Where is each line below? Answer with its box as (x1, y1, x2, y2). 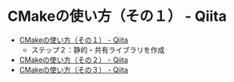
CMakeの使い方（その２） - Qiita (18, 55, 129, 64)
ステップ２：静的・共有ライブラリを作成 (30, 45, 165, 54)
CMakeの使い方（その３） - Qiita (18, 64, 129, 74)
